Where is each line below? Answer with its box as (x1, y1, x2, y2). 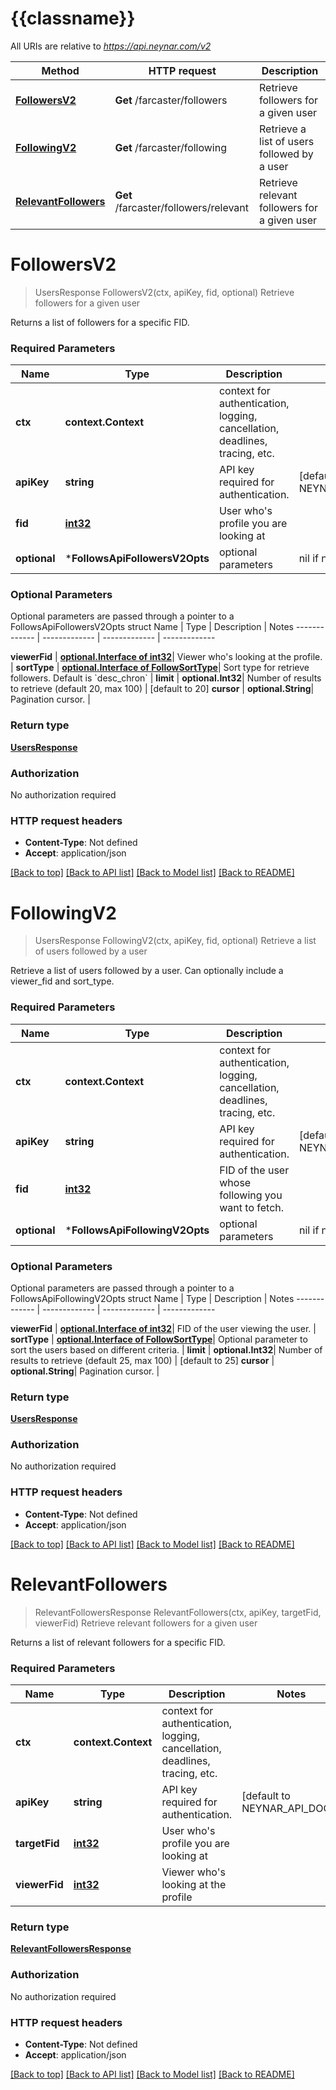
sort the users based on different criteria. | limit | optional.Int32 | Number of (10, 1343, 323, 1356)
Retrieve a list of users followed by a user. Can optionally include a (10, 965, 284, 977)
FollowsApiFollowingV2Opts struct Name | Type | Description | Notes (10, 1292, 295, 1304)
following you (219, 1188, 283, 1202)
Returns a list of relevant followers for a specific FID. (10, 1636, 226, 1648)
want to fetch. (219, 1200, 285, 1214)
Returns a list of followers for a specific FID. (10, 316, 190, 328)
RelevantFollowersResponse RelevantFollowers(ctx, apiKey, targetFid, (34, 1606, 322, 1618)
